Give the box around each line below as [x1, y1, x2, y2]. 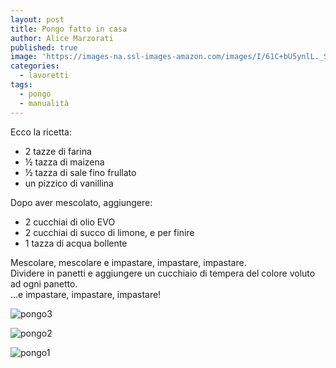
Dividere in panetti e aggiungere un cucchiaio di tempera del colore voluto [10, 267, 316, 279]
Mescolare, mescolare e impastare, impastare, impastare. [10, 256, 247, 268]
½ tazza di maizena [24, 156, 105, 168]
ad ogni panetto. [10, 277, 78, 290]
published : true [10, 42, 78, 53]
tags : [10, 80, 33, 90]
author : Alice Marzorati [10, 33, 114, 43]
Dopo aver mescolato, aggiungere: [10, 196, 153, 208]
